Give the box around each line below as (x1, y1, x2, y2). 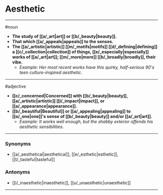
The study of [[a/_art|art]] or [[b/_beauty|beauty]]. (12, 33, 117, 39)
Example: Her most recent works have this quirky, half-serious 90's (19, 64, 154, 70)
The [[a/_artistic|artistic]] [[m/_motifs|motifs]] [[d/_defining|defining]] (12, 44, 158, 49)
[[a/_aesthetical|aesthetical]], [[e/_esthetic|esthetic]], (12, 151, 119, 157)
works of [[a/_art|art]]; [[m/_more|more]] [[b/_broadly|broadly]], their (12, 54, 156, 60)
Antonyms (5, 169, 31, 176)
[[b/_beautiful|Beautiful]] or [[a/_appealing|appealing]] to (12, 108, 131, 114)
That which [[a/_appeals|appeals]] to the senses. (12, 38, 114, 44)
